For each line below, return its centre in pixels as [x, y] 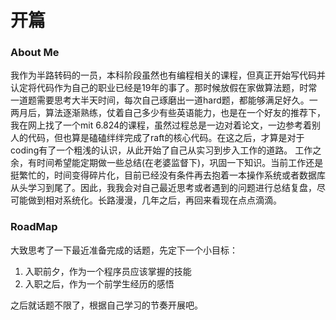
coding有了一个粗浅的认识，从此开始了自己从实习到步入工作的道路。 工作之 [166, 150]
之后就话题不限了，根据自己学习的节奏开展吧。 [106, 305]
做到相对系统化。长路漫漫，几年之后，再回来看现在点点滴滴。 [154, 200]
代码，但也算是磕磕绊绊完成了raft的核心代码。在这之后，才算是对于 [166, 138]
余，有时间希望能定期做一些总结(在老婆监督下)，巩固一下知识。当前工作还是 [167, 163]
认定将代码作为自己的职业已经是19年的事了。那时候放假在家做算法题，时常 [164, 88]
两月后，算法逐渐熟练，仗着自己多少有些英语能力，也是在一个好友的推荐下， [168, 113]
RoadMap [34, 227]
